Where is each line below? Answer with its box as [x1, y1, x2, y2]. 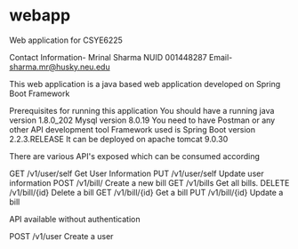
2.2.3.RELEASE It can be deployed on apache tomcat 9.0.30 [9, 133, 229, 144]
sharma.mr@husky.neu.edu [9, 61, 110, 72]
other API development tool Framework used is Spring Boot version [9, 124, 256, 134]
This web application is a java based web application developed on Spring [9, 78, 281, 89]
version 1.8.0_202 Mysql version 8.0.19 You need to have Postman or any [9, 115, 276, 125]
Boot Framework [9, 88, 70, 99]
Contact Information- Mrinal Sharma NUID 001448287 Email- [9, 52, 233, 62]
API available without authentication [9, 213, 141, 224]
